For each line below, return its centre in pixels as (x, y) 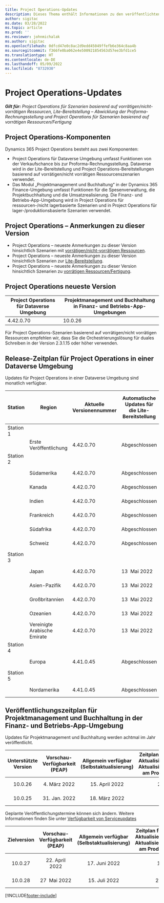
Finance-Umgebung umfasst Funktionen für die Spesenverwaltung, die (83, 190)
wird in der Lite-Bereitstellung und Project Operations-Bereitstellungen (83, 169)
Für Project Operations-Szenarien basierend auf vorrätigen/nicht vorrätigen (81, 333)
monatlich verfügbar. (26, 383)
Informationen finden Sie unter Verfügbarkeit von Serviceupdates (71, 818)
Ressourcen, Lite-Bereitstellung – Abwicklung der (76, 111)
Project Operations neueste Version (61, 286)
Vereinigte (41, 624)
